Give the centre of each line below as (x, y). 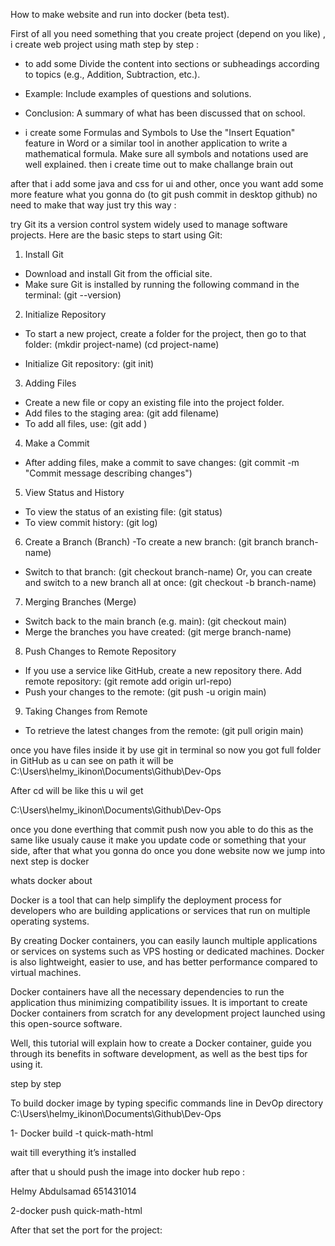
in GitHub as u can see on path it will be (92, 760)
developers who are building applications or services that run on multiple (160, 910)
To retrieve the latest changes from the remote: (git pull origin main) (164, 730)
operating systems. (50, 921)
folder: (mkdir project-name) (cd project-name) (122, 344)
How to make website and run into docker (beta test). (120, 14)
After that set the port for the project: (86, 1230)
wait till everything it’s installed (73, 1152)
